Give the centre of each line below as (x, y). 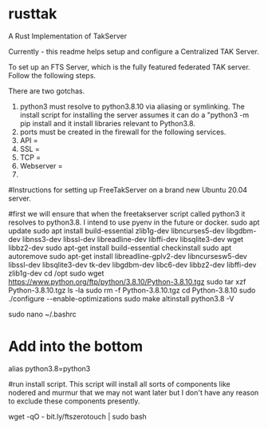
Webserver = (41, 165)
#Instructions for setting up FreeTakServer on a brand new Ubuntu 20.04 (128, 189)
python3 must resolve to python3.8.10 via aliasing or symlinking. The (132, 106)
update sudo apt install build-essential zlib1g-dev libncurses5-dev (116, 230)
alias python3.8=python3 (49, 368)
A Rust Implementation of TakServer (68, 36)
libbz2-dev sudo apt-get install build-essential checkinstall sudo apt (120, 248)
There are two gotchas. (47, 91)
